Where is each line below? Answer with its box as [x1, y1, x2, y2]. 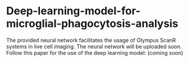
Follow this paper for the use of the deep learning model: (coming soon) [6, 49, 184, 56]
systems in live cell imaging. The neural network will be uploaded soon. [6, 43, 182, 50]
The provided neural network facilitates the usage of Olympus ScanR [6, 36, 176, 44]
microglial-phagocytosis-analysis [6, 17, 178, 30]
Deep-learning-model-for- [6, 4, 141, 18]
